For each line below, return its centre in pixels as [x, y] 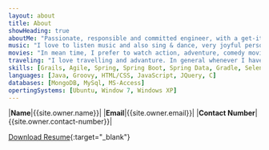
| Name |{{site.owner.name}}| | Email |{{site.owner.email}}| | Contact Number [132, 113]
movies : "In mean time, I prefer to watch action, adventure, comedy [127, 53]
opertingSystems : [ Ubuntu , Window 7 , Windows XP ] [93, 90]
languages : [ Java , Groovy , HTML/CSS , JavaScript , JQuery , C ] [112, 75]
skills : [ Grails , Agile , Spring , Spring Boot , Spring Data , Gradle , [125, 68]
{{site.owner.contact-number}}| [60, 122]
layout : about [32, 16]
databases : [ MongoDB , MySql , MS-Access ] [77, 83]
